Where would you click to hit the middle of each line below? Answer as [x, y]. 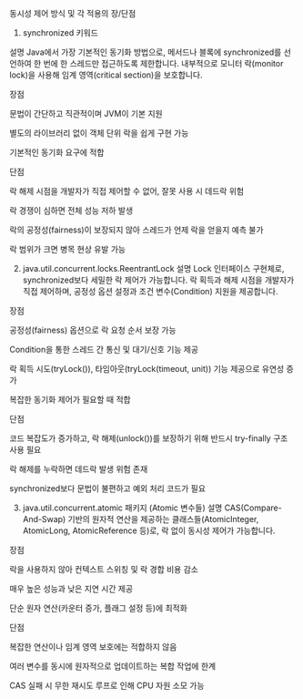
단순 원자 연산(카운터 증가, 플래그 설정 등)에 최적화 [99, 608]
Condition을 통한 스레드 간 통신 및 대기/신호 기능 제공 [104, 349]
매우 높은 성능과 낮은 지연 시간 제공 [71, 589]
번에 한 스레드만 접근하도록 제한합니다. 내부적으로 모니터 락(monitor [163, 63]
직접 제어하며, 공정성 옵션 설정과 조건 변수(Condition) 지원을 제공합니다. [150, 291]
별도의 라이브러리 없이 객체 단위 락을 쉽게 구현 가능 [99, 133]
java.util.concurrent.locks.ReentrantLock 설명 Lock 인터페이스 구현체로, [153, 268]
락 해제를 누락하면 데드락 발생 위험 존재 [79, 469]
